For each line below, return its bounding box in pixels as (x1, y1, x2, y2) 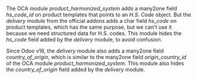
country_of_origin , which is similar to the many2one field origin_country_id (6, 54, 186, 60)
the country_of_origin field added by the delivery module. (6, 66, 146, 73)
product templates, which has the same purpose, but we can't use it (6, 23, 172, 30)
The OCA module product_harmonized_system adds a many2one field (6, 5, 177, 12)
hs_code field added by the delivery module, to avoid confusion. (6, 36, 163, 43)
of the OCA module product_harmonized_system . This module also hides (6, 60, 185, 67)
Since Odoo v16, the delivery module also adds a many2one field (6, 47, 164, 54)
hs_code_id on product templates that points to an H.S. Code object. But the (6, 11, 191, 18)
